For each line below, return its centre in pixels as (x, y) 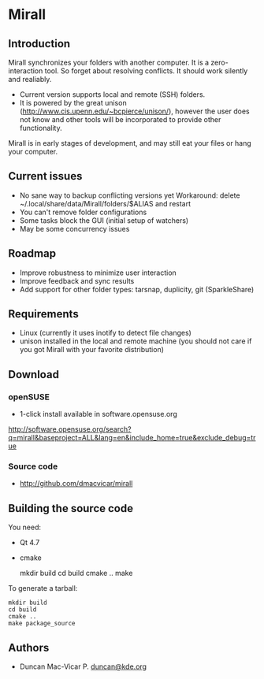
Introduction (39, 44)
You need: (25, 527)
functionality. (41, 128)
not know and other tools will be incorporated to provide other (120, 119)
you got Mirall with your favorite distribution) (91, 350)
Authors (29, 647)
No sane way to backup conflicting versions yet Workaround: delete (130, 195)
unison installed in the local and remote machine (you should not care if (136, 341)
